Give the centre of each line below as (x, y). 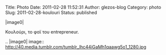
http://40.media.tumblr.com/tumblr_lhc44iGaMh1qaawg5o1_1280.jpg (76, 47)
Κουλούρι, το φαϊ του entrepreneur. (42, 32)
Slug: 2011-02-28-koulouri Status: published (51, 12)
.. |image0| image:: (25, 41)
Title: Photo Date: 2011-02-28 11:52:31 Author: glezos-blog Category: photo (83, 7)
